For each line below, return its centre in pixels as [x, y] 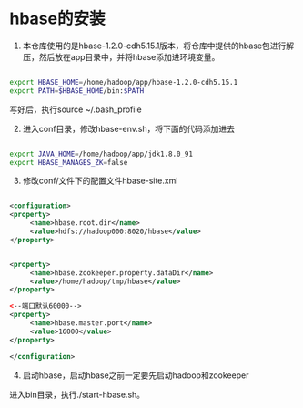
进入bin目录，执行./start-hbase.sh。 [77, 394]
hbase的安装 [57, 19]
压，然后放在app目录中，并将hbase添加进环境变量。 [121, 56]
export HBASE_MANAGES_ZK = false [69, 162]
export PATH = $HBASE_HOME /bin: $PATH [77, 91]
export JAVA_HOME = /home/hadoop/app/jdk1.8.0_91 [101, 154]
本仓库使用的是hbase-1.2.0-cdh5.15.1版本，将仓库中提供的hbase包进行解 [158, 46]
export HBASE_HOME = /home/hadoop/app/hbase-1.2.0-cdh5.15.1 [124, 82]
